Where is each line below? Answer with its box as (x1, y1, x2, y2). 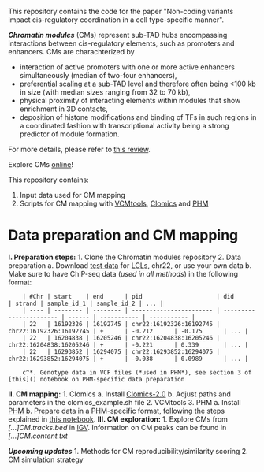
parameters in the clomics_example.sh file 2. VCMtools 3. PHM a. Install (8, 397, 242, 407)
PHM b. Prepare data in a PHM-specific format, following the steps (8, 406, 225, 415)
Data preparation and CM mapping (8, 226, 239, 244)
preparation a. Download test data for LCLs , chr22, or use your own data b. (8, 260, 252, 270)
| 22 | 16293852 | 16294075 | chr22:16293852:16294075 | (22, 347, 221, 355)
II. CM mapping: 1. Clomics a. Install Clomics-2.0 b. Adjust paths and (8, 389, 231, 399)
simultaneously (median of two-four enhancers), (19, 71, 177, 80)
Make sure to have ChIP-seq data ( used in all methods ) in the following (8, 269, 239, 278)
